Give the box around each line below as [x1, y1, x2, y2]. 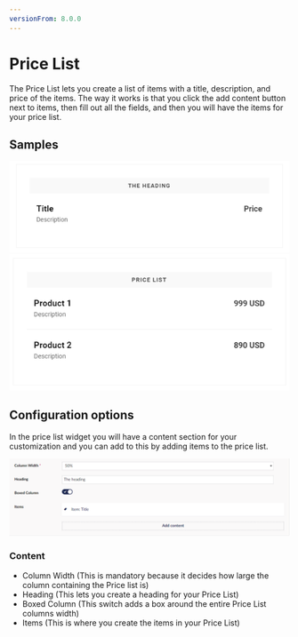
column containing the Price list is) [21, 579, 149, 590]
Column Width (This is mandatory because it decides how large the [21, 569, 270, 581]
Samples [9, 137, 60, 152]
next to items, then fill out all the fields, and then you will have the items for [9, 102, 284, 113]
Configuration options [9, 408, 135, 423]
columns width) [21, 608, 80, 618]
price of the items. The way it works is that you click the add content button [9, 92, 286, 103]
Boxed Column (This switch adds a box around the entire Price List [21, 598, 267, 609]
